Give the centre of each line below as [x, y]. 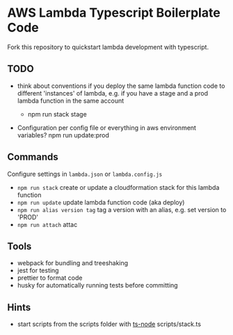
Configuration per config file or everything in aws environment [107, 128]
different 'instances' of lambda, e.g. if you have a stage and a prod [113, 93]
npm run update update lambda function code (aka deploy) [101, 202]
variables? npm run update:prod [63, 135]
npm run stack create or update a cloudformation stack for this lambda [118, 187]
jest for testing [38, 271]
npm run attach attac [47, 224]
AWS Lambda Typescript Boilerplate [114, 13]
